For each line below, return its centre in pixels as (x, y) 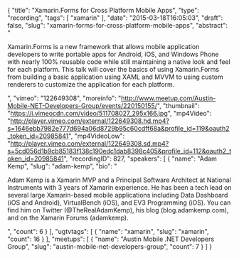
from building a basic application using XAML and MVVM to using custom (116, 77)
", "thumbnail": (178, 106)
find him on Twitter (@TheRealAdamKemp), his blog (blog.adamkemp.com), (118, 210)
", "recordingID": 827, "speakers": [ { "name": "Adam (140, 158)
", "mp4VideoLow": (97, 136)
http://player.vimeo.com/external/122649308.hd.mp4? (90, 121)
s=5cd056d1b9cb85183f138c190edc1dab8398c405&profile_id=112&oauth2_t (119, 151)
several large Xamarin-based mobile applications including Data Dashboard (118, 195)
